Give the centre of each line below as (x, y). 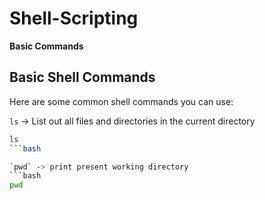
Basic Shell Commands (82, 77)
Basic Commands (46, 46)
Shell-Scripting (74, 18)
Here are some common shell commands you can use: (121, 101)
